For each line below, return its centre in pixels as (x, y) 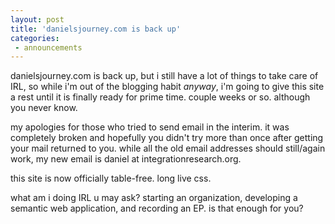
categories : (35, 38)
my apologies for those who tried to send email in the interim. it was (150, 127)
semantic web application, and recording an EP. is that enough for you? (157, 208)
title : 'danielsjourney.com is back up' (96, 29)
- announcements (48, 47)
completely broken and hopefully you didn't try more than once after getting (167, 138)
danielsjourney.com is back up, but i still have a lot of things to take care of (164, 76)
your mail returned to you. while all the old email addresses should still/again (168, 148)
